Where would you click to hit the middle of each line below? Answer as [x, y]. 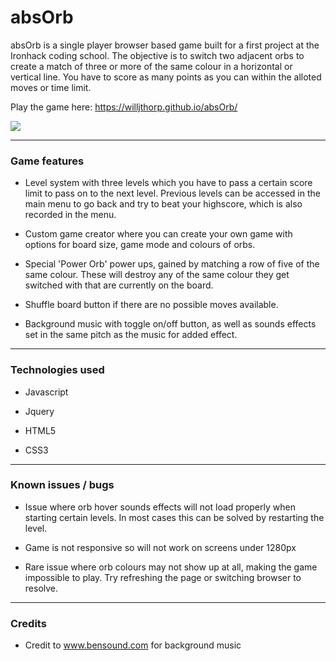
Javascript [46, 392]
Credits [28, 623]
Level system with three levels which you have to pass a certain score [168, 183]
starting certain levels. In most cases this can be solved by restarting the [174, 517]
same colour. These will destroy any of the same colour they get [157, 275]
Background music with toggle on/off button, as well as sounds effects [170, 324]
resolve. [41, 588]
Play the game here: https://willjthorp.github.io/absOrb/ [124, 107]
